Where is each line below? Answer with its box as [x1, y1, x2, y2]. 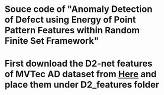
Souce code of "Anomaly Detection [4, 3, 153, 15]
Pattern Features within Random [4, 25, 140, 36]
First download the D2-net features [4, 58, 153, 69]
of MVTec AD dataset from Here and [4, 69, 157, 80]
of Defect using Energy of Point [4, 14, 136, 25]
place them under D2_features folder [4, 79, 160, 91]
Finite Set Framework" [4, 35, 99, 47]
